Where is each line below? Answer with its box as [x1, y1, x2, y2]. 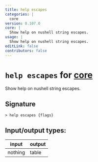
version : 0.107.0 [5, 21, 41, 26]
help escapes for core [5, 69, 93, 81]
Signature [5, 100, 36, 108]
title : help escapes [5, 7, 48, 12]
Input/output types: [5, 126, 67, 135]
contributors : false [5, 48, 48, 53]
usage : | [5, 35, 23, 40]
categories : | [5, 12, 34, 17]
